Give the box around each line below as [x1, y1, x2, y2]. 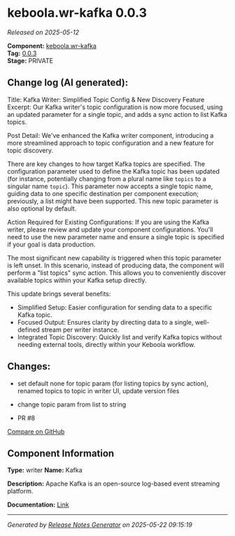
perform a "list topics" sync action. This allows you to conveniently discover [7, 268, 226, 277]
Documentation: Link [7, 500, 69, 509]
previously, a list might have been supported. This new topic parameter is [7, 197, 219, 205]
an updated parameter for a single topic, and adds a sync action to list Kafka [7, 110, 227, 118]
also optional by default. [7, 204, 77, 213]
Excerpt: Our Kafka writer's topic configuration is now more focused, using [7, 103, 223, 111]
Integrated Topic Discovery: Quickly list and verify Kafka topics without [17, 332, 222, 341]
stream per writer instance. [41, 325, 120, 334]
